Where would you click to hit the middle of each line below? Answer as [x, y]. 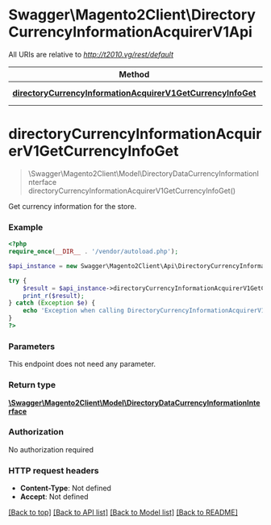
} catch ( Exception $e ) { [52, 303]
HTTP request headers [54, 470]
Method [134, 74]
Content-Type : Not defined [65, 488]
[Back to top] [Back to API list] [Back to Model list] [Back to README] [123, 512]
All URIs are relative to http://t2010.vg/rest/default [91, 54]
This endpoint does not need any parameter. [82, 364]
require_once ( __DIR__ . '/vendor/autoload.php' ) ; [94, 252]
